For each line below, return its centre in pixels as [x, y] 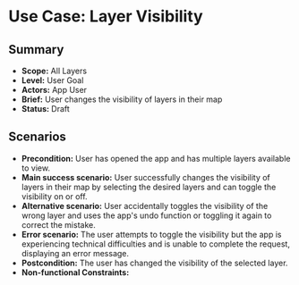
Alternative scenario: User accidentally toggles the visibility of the [145, 205]
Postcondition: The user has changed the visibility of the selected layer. [154, 263]
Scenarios [37, 137]
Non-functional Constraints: [75, 272]
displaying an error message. [75, 253]
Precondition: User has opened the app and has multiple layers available [156, 158]
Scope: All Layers [54, 71]
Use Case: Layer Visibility [106, 17]
